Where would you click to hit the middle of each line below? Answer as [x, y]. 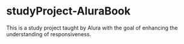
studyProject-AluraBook [68, 11]
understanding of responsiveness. [49, 34]
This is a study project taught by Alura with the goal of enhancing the [92, 28]
